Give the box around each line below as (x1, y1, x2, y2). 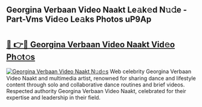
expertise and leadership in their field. (6, 94, 101, 101)
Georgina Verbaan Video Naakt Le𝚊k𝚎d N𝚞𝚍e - (6, 5, 187, 15)
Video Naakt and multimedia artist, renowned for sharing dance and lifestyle (6, 75, 197, 82)
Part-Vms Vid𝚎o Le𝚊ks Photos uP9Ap (6, 15, 152, 25)
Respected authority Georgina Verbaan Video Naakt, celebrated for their (6, 88, 186, 94)
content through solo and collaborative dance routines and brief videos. (6, 81, 185, 88)
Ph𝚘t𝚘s (6, 51, 35, 62)
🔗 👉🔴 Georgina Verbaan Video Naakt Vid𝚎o (6, 39, 175, 50)
